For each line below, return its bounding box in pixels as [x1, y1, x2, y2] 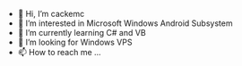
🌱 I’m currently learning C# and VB [17, 28, 146, 37]
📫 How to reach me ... [17, 47, 101, 57]
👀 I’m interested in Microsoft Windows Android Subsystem [17, 18, 233, 29]
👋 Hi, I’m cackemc [17, 9, 85, 19]
